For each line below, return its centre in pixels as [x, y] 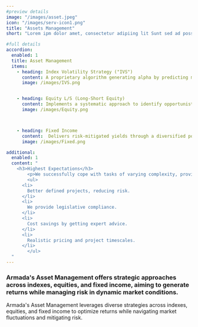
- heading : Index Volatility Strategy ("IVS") [75, 72]
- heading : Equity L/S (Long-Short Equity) [71, 99]
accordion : [19, 50]
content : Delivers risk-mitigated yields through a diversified [103, 136]
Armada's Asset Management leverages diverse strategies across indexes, [97, 305]
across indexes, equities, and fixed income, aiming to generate [98, 284]
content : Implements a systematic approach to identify [92, 104]
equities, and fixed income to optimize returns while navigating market [91, 312]
